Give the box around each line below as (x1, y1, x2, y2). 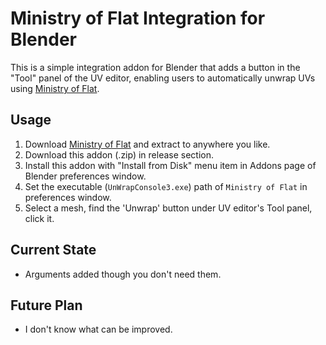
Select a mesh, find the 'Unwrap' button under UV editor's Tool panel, (24, 202, 313, 214)
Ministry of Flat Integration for (10, 7, 266, 30)
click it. (24, 212, 55, 224)
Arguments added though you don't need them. (24, 268, 222, 280)
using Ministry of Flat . (10, 82, 100, 94)
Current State (10, 242, 97, 259)
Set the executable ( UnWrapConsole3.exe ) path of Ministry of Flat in (24, 180, 308, 192)
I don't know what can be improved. (24, 323, 173, 336)
